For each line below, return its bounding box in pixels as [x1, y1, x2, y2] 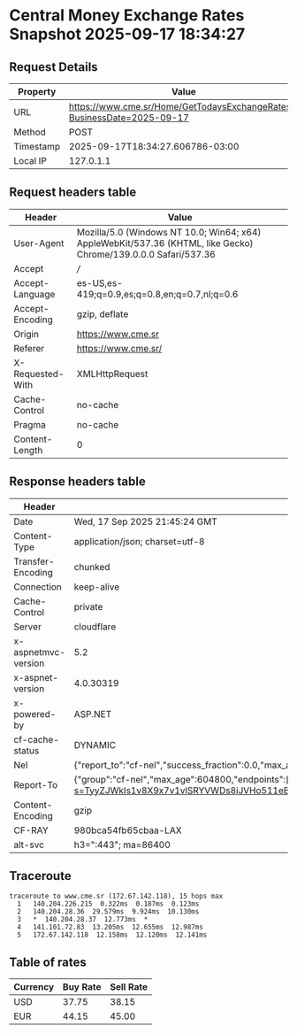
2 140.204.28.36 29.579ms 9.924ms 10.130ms [17, 907, 200, 916]
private [73, 600, 103, 613]
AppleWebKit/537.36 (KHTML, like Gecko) [76, 236, 254, 249]
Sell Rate [110, 981, 148, 993]
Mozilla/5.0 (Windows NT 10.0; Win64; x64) [76, 226, 262, 238]
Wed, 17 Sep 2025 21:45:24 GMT [73, 515, 218, 528]
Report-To [13, 778, 58, 791]
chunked [73, 560, 110, 573]
